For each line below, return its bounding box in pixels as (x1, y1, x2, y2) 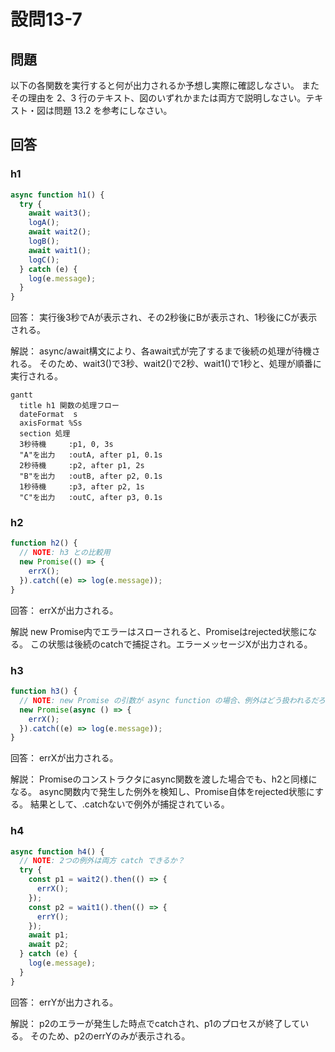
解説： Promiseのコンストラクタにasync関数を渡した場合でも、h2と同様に (10, 773, 318, 785)
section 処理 (19, 429, 71, 439)
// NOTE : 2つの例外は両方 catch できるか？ (19, 856, 185, 866)
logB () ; (28, 236, 60, 247)
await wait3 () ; (28, 208, 92, 219)
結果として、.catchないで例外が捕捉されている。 (29, 798, 230, 810)
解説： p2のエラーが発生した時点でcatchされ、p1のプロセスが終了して (10, 1017, 301, 1029)
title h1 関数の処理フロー (19, 401, 120, 411)
